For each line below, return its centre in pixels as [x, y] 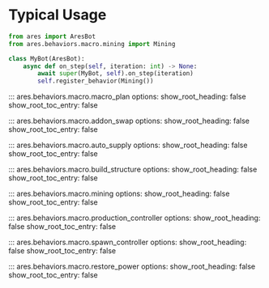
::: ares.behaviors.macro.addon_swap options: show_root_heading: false [129, 121]
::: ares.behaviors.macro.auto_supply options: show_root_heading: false [128, 145]
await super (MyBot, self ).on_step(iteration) [116, 74]
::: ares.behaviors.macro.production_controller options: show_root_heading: [134, 218]
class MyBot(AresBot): [47, 58]
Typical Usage [58, 15]
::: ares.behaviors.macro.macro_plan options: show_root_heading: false [127, 97]
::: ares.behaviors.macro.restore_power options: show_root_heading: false [132, 267]
